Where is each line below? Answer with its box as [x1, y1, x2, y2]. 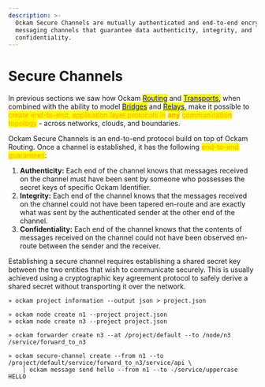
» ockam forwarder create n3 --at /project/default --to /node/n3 [8, 332, 231, 340]
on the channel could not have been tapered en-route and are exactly [19, 199, 246, 209]
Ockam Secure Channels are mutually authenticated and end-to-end [15, 19, 238, 27]
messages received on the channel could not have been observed [19, 233, 235, 243]
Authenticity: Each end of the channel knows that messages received [19, 166, 248, 176]
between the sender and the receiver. [39, 241, 161, 251]
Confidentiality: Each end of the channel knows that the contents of [19, 225, 242, 234]
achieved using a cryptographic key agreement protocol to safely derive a [8, 274, 248, 283]
